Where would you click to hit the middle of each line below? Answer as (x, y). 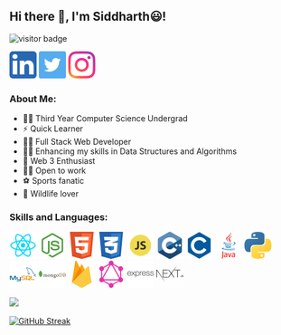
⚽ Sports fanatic (53, 181)
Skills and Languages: (59, 217)
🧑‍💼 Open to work (54, 171)
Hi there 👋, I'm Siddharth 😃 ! (88, 17)
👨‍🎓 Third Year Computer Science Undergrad (105, 119)
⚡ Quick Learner (53, 129)
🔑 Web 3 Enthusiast (59, 161)
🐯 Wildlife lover (51, 194)
